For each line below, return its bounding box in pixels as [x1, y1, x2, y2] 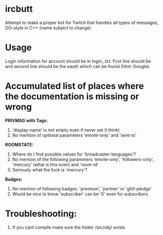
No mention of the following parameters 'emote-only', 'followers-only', [12, 156, 154, 162]
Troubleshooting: [5, 208, 77, 219]
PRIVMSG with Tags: [5, 117, 48, 123]
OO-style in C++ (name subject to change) [5, 24, 92, 30]
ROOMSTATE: [5, 141, 34, 147]
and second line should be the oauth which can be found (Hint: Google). [5, 63, 151, 69]
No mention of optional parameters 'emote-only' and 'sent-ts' [12, 132, 137, 138]
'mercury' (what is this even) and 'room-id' [12, 162, 99, 167]
